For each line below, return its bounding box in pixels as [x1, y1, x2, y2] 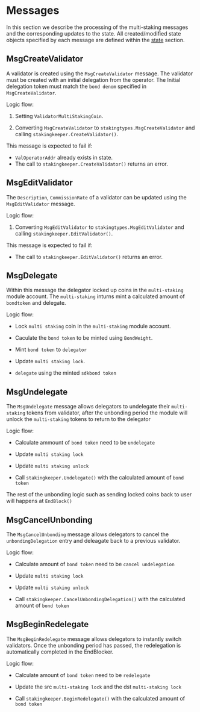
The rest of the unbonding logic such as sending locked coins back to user [6, 491, 192, 498]
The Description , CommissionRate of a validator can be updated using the [6, 193, 187, 201]
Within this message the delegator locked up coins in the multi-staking [6, 287, 184, 294]
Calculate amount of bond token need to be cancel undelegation [14, 561, 175, 567]
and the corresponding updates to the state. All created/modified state [6, 30, 181, 37]
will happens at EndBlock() [6, 498, 72, 505]
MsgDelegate [6, 270, 58, 281]
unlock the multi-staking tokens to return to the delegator [6, 416, 151, 423]
